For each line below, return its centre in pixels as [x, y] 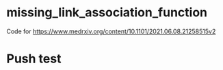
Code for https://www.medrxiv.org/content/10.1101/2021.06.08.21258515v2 [111, 31]
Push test [34, 59]
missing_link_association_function [107, 13]
